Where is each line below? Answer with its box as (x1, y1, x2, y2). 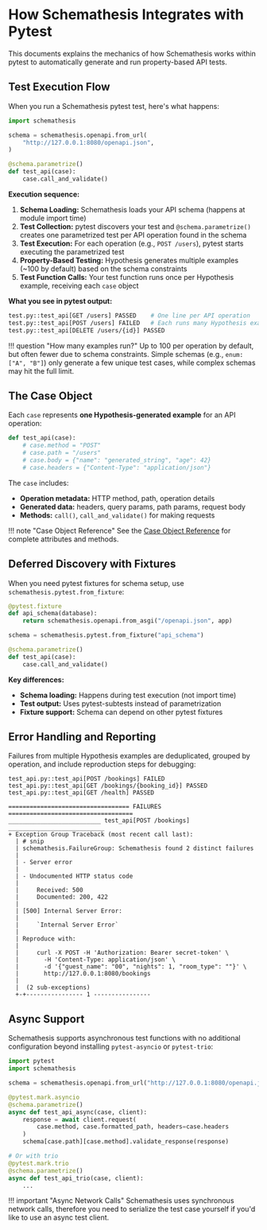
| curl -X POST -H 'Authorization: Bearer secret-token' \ (15, 949, 229, 957)
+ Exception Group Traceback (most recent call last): (8, 831, 194, 839)
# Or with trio (8, 1152, 59, 1160)
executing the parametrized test (19, 246, 125, 256)
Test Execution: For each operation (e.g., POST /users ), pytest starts (19, 239, 244, 248)
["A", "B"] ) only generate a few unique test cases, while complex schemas (8, 358, 256, 367)
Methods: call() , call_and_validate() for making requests (19, 510, 215, 520)
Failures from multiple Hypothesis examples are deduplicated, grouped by (8, 751, 250, 761)
